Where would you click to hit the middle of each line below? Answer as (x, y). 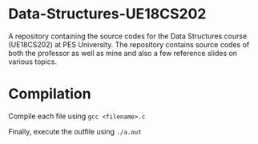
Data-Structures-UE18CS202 (107, 14)
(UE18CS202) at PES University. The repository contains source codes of (129, 44)
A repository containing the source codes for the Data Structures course (128, 36)
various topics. (33, 62)
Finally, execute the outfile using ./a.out (75, 131)
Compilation (50, 94)
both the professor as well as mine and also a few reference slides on (123, 53)
